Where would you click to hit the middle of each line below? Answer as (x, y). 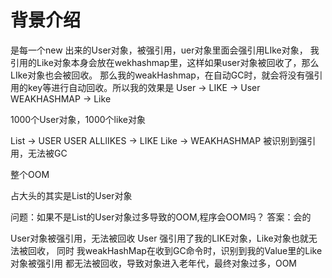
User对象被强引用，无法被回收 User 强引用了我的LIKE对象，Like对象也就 (159, 238)
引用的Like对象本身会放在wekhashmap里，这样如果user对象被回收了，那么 (165, 62)
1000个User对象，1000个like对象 (78, 119)
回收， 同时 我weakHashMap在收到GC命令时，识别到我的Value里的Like (175, 250)
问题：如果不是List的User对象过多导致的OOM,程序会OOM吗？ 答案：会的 (161, 217)
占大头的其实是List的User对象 (71, 195)
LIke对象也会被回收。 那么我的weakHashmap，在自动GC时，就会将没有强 (162, 75)
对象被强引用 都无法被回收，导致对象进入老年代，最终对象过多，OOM (153, 263)
